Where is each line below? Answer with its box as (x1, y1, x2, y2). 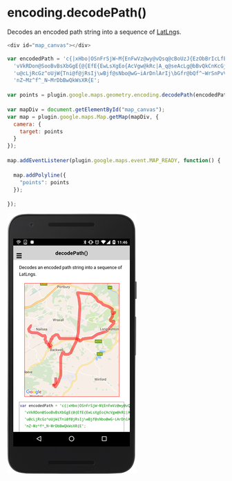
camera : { (13, 121, 41, 128)
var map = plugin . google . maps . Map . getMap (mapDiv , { (7, 113, 159, 120)
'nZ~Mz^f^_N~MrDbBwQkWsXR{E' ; (13, 77, 100, 84)
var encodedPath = (7, 55, 60, 62)
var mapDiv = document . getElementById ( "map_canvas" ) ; (7, 106, 166, 113)
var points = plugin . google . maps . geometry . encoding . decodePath (7, 92, 193, 99)
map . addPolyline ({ (13, 171, 67, 179)
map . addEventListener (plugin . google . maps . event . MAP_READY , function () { (7, 157, 221, 164)
